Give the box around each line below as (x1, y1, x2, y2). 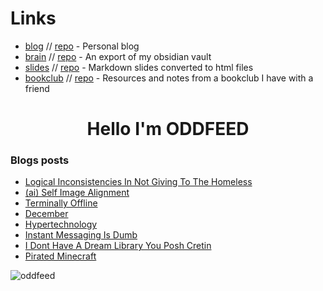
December (24, 208, 69, 220)
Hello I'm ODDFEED (86, 118, 250, 141)
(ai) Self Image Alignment (24, 187, 130, 199)
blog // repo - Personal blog (24, 40, 140, 52)
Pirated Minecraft (24, 250, 97, 262)
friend (24, 82, 50, 94)
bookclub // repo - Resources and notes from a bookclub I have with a (24, 72, 314, 84)
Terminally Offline (24, 197, 98, 209)
